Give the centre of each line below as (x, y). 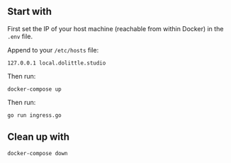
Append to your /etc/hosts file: (53, 50)
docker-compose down (38, 153)
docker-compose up (34, 89)
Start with (29, 12)
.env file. (20, 36)
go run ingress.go (34, 115)
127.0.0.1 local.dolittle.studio (57, 63)
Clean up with (38, 137)
